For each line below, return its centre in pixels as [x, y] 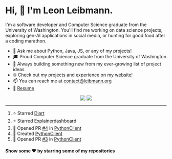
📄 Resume [23, 88]
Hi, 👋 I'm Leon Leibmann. [59, 10]
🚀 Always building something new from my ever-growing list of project [87, 64]
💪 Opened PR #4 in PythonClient [47, 128]
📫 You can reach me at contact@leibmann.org [62, 81]
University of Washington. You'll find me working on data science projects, [84, 30]
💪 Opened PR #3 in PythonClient [47, 139]
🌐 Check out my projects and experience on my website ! [73, 75]
